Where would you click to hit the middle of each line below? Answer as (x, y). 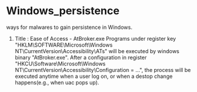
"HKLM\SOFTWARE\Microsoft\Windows (64, 45)
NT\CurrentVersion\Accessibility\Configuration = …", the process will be (103, 70)
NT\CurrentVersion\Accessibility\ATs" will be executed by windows (97, 51)
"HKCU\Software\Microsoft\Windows (60, 64)
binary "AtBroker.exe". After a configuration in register (81, 57)
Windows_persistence (63, 11)
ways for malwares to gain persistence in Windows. (69, 27)
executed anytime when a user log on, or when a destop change (93, 76)
